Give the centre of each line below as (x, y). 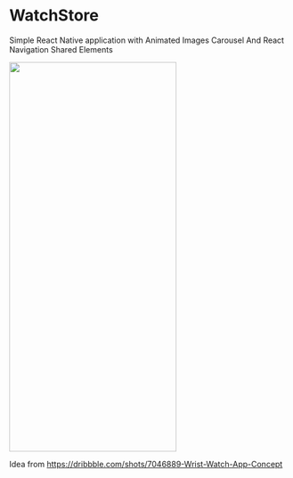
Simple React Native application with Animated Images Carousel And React (147, 40)
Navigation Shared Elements (61, 49)
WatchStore (54, 16)
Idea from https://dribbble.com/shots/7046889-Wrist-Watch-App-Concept (146, 464)
